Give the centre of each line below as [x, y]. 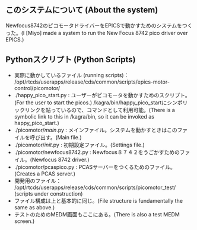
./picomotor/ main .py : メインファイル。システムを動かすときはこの [96, 130]
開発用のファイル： [38, 181]
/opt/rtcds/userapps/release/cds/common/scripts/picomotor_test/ [95, 187]
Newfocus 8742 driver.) [61, 159]
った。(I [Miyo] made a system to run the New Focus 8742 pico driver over [97, 33]
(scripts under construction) [48, 193]
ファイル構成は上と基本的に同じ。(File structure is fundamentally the [99, 200]
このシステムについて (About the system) [82, 10]
